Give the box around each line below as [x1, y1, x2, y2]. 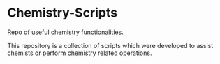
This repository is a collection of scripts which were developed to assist [7, 41, 214, 49]
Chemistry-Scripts [7, 5, 117, 21]
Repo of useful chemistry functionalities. [7, 28, 124, 36]
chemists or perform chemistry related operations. [7, 49, 152, 57]
